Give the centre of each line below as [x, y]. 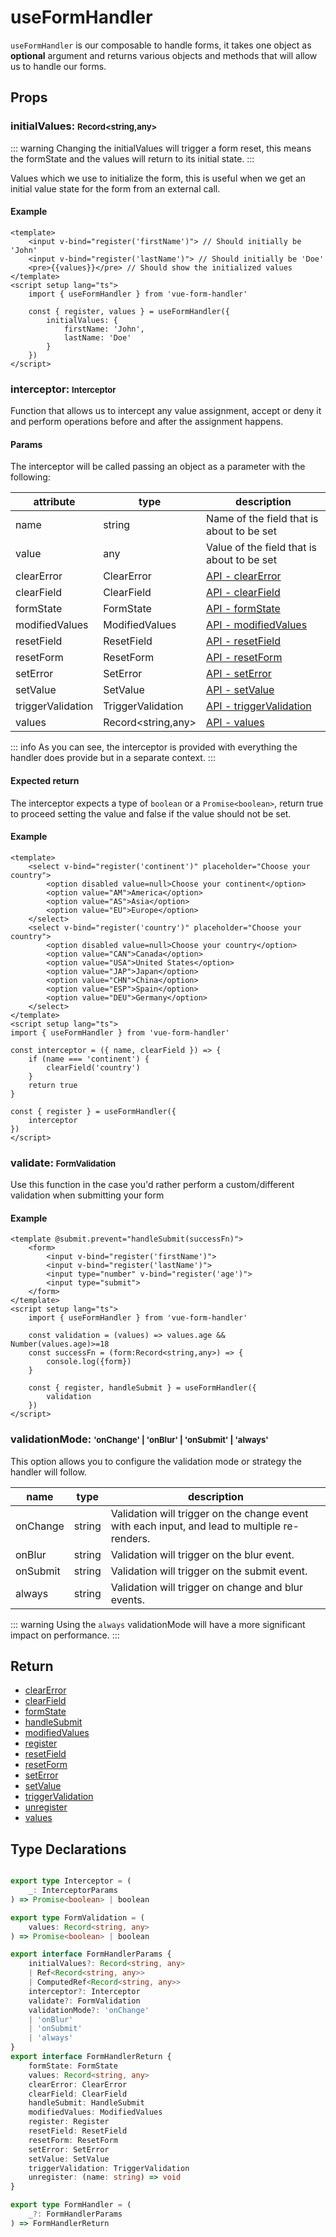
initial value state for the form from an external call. [115, 188]
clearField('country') [93, 1067]
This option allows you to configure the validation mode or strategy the [156, 1461]
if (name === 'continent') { [89, 1059]
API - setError [239, 674]
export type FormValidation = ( [77, 1917]
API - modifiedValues [257, 625]
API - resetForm [244, 658]
